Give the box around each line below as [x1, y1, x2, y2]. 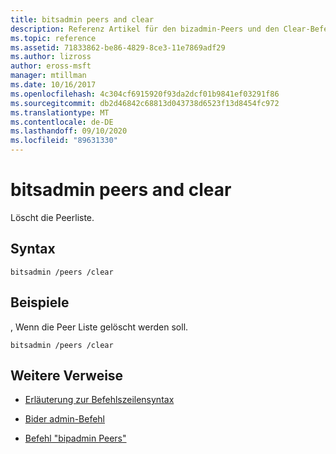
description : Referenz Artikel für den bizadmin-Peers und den [10, 24, 280, 34]
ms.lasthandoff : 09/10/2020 [10, 126, 128, 136]
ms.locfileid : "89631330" [10, 136, 118, 146]
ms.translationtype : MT [10, 107, 110, 118]
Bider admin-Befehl [24, 413, 106, 425]
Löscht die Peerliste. [10, 211, 95, 223]
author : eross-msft [10, 61, 92, 71]
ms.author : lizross [10, 52, 92, 62]
